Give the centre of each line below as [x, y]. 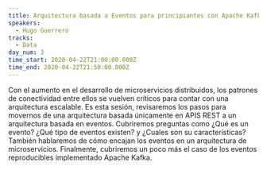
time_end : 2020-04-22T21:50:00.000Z [69, 68]
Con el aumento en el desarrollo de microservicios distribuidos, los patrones [133, 90]
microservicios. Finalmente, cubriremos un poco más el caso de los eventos [133, 149]
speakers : [25, 23]
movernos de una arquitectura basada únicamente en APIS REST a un [122, 115]
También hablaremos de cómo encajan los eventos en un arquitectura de [128, 141]
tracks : [21, 38]
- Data [26, 45]
